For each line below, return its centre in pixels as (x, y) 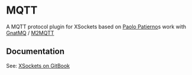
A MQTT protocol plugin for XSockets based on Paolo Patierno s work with (96, 27)
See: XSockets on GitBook (38, 66)
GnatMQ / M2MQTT (30, 32)
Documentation (35, 52)
